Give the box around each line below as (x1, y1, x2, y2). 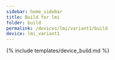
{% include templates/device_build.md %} (6, 47, 110, 54)
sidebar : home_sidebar (6, 8, 63, 15)
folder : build (6, 20, 42, 26)
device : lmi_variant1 (6, 31, 60, 37)
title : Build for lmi (6, 14, 60, 20)
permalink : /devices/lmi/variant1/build (6, 25, 108, 31)
